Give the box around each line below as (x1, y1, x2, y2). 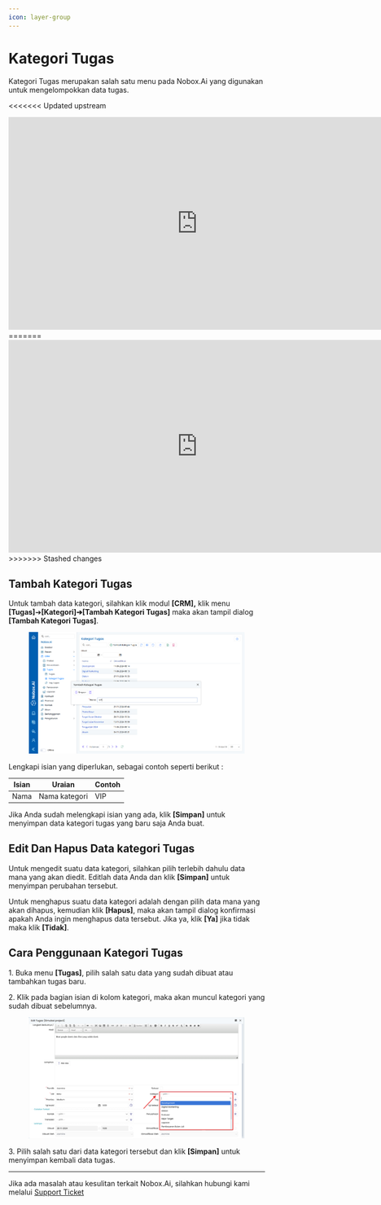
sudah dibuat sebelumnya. (8, 1001, 98, 1010)
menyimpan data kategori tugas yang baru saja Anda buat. (8, 818, 205, 828)
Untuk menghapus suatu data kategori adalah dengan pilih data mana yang (8, 896, 261, 906)
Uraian (51, 780, 75, 790)
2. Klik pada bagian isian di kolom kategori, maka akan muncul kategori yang (8, 992, 265, 1001)
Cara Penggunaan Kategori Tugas (8, 946, 183, 960)
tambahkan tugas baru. (8, 976, 87, 986)
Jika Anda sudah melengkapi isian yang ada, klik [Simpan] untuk (8, 809, 226, 819)
